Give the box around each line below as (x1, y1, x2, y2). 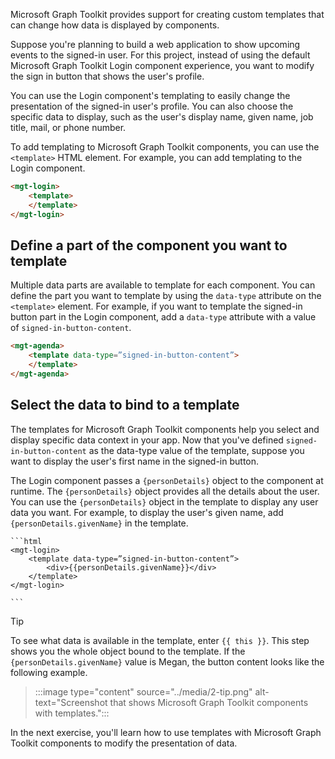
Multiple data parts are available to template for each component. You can (10, 279, 316, 291)
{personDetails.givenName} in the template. (10, 517, 189, 529)
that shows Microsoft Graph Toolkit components (109, 696, 309, 708)
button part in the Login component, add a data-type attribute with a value (10, 311, 317, 323)
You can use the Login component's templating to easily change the (10, 90, 291, 101)
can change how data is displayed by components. (10, 19, 220, 31)
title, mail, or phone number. (10, 122, 127, 133)
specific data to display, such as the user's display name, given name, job (10, 111, 314, 123)
